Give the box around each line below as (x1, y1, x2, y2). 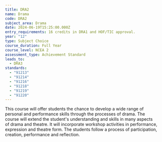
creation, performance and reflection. (5, 132, 80, 138)
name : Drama (5, 12, 29, 16)
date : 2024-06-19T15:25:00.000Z (5, 25, 70, 30)
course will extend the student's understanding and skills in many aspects (5, 116, 153, 122)
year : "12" (5, 34, 27, 39)
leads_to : (5, 57, 25, 62)
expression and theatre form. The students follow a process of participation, (5, 126, 158, 132)
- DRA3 (9, 61, 23, 66)
